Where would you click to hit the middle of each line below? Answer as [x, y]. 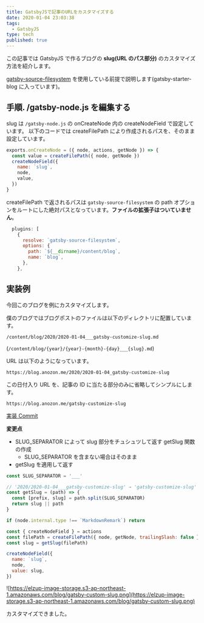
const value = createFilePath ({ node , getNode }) [76, 156]
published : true [27, 40]
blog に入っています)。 [35, 86]
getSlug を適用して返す [44, 464]
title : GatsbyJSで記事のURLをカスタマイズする [60, 12]
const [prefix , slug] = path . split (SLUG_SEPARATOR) [79, 498]
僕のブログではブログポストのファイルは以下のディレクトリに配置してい [97, 318]
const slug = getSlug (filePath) [47, 543]
